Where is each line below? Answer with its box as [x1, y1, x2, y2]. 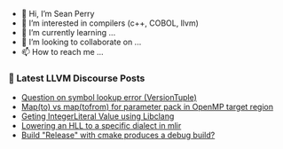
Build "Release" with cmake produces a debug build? [20, 129, 216, 141]
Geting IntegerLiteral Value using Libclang [20, 111, 175, 122]
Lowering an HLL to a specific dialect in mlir [20, 121, 182, 131]
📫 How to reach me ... [20, 47, 104, 57]
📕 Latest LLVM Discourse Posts [8, 72, 145, 84]
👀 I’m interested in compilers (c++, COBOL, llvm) [20, 18, 199, 28]
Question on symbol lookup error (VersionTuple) [20, 92, 197, 103]
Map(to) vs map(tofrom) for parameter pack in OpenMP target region [20, 102, 274, 113]
